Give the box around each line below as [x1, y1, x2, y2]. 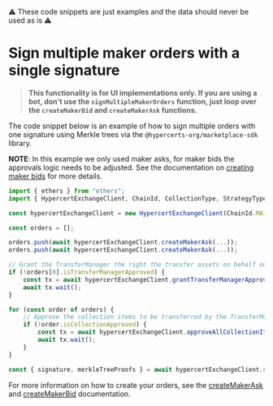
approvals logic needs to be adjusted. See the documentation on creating [8, 162, 254, 172]
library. [8, 138, 32, 148]
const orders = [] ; [8, 223, 75, 232]
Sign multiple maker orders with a [8, 44, 240, 63]
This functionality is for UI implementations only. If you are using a [28, 88, 258, 97]
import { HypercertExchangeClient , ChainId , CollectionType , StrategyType [8, 194, 267, 202]
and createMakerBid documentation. [8, 389, 132, 399]
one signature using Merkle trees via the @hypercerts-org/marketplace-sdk [8, 129, 258, 139]
